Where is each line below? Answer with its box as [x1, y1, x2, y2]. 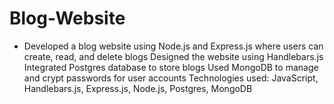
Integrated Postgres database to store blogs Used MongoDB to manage [23, 61, 319, 73]
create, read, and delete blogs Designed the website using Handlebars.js [23, 50, 324, 62]
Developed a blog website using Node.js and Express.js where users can [23, 40, 324, 52]
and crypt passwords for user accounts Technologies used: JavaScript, [23, 72, 319, 84]
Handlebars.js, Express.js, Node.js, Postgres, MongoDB [23, 82, 253, 94]
